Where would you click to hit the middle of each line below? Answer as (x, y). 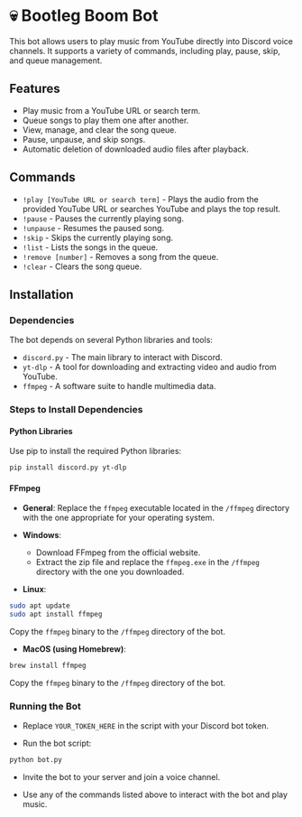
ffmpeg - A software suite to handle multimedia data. (119, 386)
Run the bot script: (57, 743)
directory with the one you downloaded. (110, 572)
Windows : (41, 535)
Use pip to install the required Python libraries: (96, 451)
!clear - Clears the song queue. (82, 266)
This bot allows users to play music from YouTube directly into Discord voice (151, 41)
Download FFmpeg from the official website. (118, 552)
